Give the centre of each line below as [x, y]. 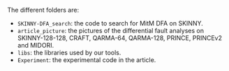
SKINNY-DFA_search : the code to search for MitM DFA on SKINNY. [110, 23]
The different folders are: [43, 10]
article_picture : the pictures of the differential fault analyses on [111, 31]
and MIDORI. [36, 45]
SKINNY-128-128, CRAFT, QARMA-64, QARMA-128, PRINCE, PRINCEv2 [119, 38]
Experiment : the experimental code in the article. [87, 60]
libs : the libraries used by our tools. [69, 52]
